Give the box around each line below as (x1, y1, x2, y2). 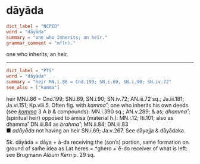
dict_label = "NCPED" (6, 23, 60, 29)
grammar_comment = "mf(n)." (6, 40, 76, 46)
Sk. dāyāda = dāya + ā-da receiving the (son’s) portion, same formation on (6, 138, 189, 146)
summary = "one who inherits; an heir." (6, 34, 108, 41)
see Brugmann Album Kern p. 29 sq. (6, 151, 95, 158)
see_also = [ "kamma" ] (6, 85, 60, 91)
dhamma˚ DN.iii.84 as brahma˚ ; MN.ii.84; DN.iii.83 (6, 120, 129, 128)
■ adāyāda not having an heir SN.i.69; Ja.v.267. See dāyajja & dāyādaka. (6, 126, 186, 134)
